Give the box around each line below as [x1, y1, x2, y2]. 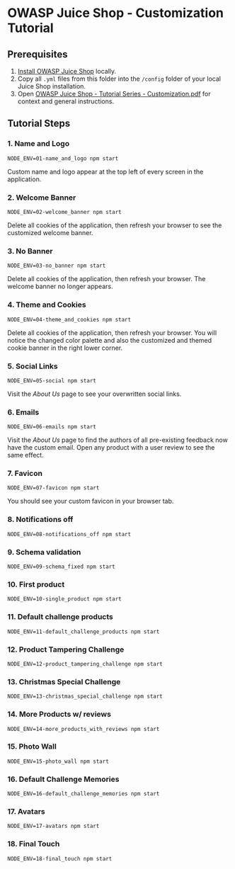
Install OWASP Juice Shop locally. [17, 67, 117, 75]
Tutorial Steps [7, 118, 71, 130]
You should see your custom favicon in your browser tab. [7, 497, 174, 506]
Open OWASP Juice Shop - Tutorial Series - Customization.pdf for [17, 90, 211, 98]
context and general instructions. [17, 97, 115, 106]
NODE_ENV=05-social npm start [7, 377, 97, 384]
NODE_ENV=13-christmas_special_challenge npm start [7, 693, 163, 700]
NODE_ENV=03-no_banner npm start [7, 262, 106, 270]
